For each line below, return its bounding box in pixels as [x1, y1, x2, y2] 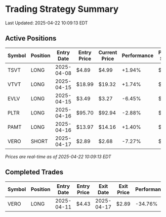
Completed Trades [5, 168, 64, 176]
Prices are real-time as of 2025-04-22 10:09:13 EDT [5, 154, 112, 160]
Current [98, 49, 118, 55]
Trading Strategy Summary [5, 3, 119, 15]
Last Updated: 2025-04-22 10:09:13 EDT [5, 20, 88, 26]
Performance [122, 52, 154, 59]
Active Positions [5, 34, 57, 43]
